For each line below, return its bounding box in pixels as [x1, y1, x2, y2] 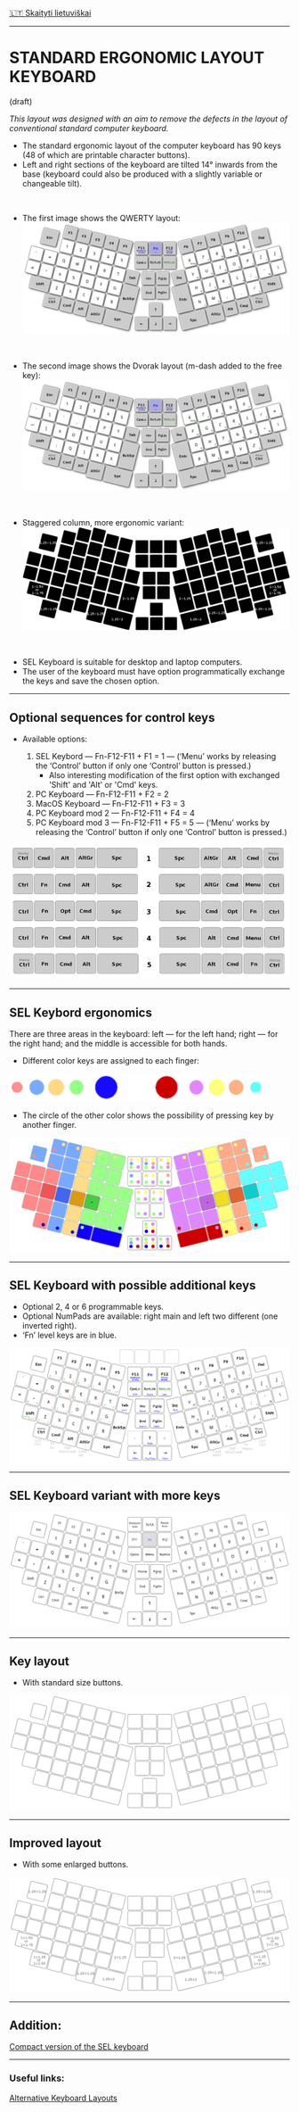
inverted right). [21, 1321, 77, 1331]
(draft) [9, 95, 33, 106]
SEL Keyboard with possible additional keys [9, 1278, 256, 1293]
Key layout [9, 1653, 69, 1669]
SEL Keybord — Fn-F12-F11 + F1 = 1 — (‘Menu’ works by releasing [35, 751, 277, 762]
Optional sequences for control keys [9, 709, 215, 725]
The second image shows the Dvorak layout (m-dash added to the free [21, 360, 283, 371]
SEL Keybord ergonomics [9, 1005, 153, 1020]
